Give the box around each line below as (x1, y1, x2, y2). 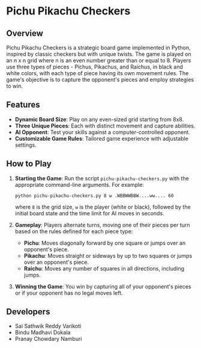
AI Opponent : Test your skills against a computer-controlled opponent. (14, 128, 190, 136)
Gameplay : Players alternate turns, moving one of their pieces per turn (14, 221, 190, 228)
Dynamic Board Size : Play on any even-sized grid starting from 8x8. (14, 115, 184, 123)
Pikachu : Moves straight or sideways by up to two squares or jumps (23, 252, 193, 259)
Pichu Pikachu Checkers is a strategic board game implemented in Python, (6, 44, 191, 51)
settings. (14, 141, 37, 148)
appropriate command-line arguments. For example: (14, 181, 144, 188)
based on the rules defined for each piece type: (14, 227, 133, 235)
